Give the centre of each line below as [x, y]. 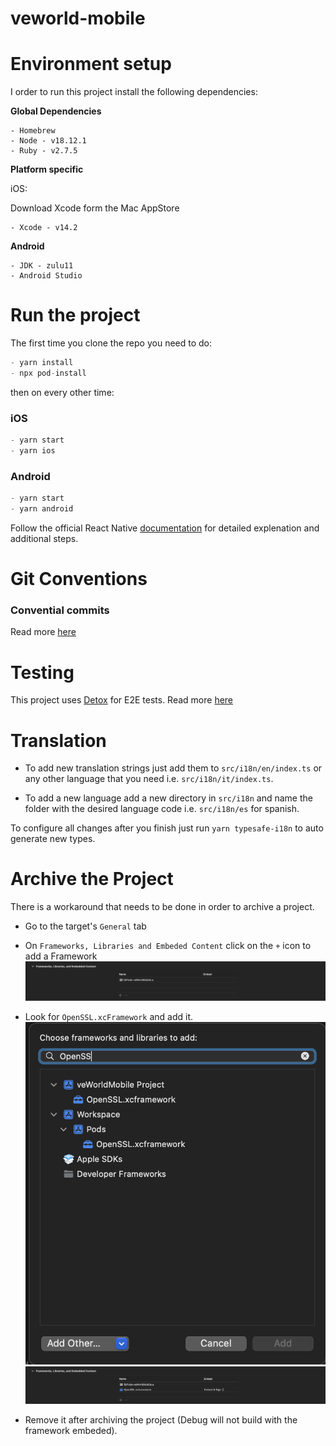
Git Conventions [79, 579]
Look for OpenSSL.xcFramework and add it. [109, 1017]
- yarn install [42, 363]
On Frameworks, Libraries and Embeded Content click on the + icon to [168, 946]
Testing [42, 672]
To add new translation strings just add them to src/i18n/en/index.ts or [173, 768]
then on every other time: [62, 392]
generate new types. [53, 839]
